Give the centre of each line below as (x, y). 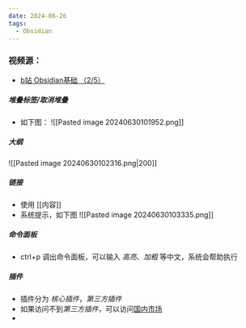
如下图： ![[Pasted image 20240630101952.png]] (102, 121)
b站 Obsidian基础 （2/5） (62, 80)
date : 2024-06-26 (38, 16)
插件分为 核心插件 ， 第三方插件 (71, 298)
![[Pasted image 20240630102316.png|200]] (83, 163)
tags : (17, 23)
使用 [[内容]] (41, 204)
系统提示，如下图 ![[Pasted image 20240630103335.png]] (117, 215)
